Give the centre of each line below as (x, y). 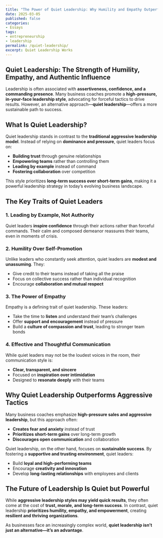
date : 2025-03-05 (23, 14)
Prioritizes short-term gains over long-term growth (64, 434)
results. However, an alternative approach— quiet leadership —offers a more (81, 104)
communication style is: (29, 360)
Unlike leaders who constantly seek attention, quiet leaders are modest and (81, 259)
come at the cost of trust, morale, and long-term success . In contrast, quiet (82, 506)
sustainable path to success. (34, 110)
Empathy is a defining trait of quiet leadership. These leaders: (67, 307)
